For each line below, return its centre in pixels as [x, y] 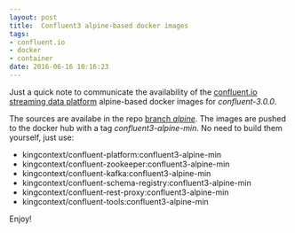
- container [31, 58]
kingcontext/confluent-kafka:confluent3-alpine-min [116, 173]
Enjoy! [21, 219]
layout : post [33, 17]
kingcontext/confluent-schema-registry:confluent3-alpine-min [136, 183]
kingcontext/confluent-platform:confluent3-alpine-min [122, 154]
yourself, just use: [42, 137]
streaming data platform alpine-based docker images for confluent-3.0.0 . [143, 101]
